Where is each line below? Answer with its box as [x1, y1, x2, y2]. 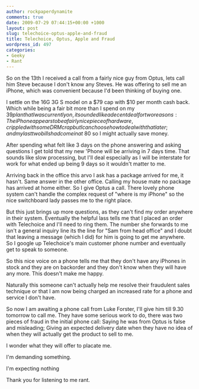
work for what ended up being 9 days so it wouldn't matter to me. [6, 160, 166, 167]
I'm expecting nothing [6, 365, 59, 372]
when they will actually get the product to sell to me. [6, 330, 134, 338]
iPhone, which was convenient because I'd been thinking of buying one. [6, 87, 182, 94]
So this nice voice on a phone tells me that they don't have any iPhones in [6, 257, 186, 264]
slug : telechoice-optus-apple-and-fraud [6, 31, 108, 37]
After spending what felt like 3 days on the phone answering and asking [6, 141, 182, 148]
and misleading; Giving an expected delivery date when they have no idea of [6, 324, 193, 331]
